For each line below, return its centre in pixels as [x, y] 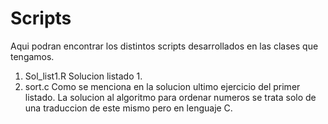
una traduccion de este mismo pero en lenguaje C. [128, 108]
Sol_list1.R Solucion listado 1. [83, 76]
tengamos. [32, 56]
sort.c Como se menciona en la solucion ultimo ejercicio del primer [162, 86]
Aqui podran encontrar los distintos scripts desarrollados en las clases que [164, 46]
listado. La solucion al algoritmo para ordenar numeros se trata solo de [170, 97]
